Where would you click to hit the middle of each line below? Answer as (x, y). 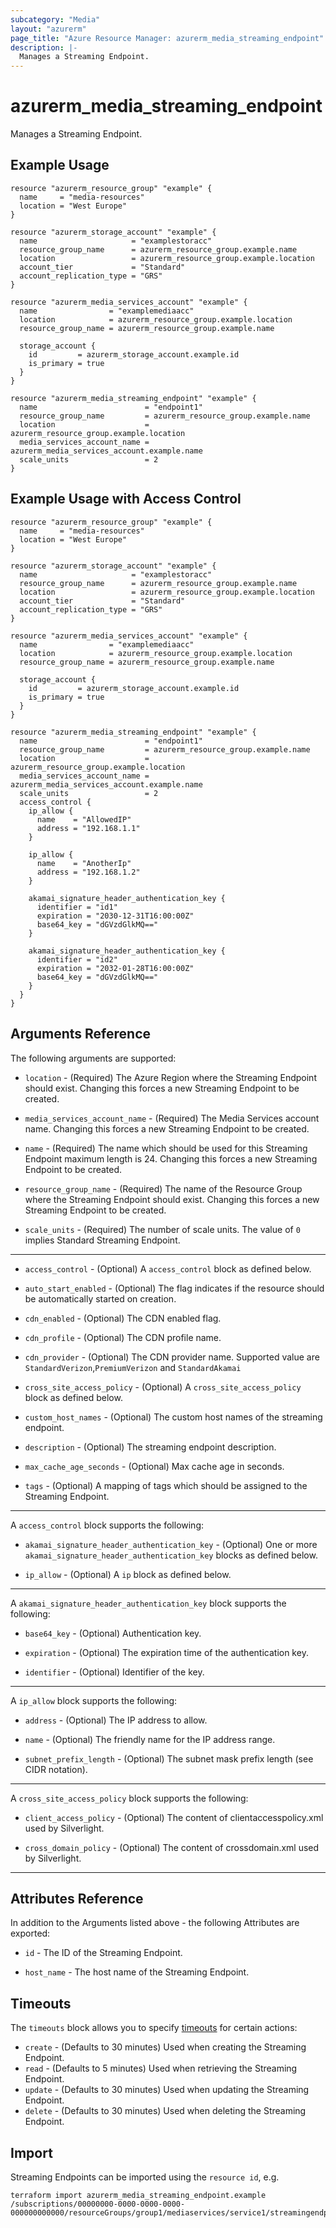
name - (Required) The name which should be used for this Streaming (166, 1148)
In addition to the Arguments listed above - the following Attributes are (155, 1923)
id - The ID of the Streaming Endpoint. (103, 1953)
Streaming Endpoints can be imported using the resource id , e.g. (145, 2177)
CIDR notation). (56, 1769)
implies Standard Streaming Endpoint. (102, 1240)
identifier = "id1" (77, 907)
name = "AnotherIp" (84, 863)
